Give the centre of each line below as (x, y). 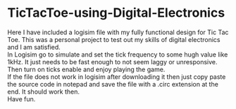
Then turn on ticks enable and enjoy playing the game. (86, 69)
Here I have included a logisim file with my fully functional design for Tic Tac (118, 32)
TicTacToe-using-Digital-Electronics (116, 13)
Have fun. (21, 99)
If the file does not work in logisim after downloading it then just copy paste (117, 77)
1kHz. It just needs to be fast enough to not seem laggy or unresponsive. (112, 61)
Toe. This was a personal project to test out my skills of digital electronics (114, 39)
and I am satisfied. (34, 47)
